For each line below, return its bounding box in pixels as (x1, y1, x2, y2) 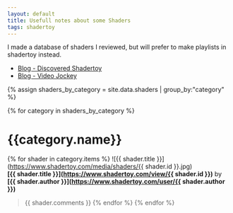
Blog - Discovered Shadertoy (17, 64, 102, 73)
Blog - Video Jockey (17, 71, 78, 80)
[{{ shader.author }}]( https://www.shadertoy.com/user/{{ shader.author (7, 178, 225, 186)
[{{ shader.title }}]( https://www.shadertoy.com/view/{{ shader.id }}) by (7, 170, 222, 178)
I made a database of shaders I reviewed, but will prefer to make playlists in (7, 43, 227, 52)
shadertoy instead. (7, 50, 62, 59)
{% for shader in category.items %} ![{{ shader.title (7, 155, 155, 163)
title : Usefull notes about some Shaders (7, 17, 131, 24)
